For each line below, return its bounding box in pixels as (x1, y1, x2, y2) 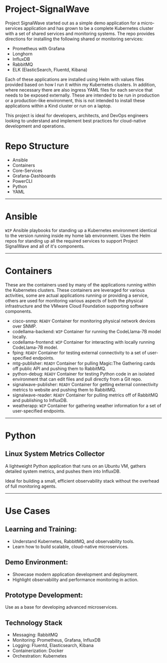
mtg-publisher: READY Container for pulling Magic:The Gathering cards (12, 360, 156, 366)
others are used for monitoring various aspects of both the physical (5, 297, 143, 303)
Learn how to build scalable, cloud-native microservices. (12, 543, 129, 549)
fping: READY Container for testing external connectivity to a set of (12, 350, 147, 356)
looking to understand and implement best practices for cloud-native (5, 118, 146, 124)
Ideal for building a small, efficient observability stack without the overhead (5, 478, 160, 484)
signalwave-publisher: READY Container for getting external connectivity (12, 381, 159, 387)
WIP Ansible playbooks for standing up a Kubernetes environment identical (5, 227, 157, 233)
